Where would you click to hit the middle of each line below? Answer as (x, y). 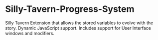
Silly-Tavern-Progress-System (70, 9)
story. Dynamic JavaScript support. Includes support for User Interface (78, 28)
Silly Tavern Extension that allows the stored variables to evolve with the (79, 23)
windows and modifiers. (30, 33)
